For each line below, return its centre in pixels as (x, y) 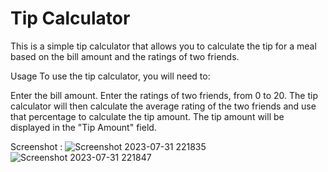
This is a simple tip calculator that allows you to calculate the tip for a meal (163, 46)
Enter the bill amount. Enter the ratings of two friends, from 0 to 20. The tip (164, 95)
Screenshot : (36, 146)
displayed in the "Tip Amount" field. (83, 127)
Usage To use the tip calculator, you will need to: (110, 76)
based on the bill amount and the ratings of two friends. (125, 56)
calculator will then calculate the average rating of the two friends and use (163, 106)
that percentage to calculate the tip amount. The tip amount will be (147, 116)
